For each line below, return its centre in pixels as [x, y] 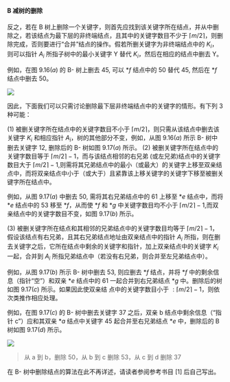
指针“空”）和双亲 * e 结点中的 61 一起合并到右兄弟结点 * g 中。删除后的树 [121, 280]
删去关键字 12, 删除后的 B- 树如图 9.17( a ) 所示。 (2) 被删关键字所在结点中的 [113, 147]
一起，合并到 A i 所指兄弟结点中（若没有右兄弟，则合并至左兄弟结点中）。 [109, 257]
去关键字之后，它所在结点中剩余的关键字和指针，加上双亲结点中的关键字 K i [113, 247]
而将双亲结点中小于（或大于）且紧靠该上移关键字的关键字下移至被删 [121, 173]
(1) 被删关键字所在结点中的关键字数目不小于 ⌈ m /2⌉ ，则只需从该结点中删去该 [113, 129]
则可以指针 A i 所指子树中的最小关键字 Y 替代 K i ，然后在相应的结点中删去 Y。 [115, 55]
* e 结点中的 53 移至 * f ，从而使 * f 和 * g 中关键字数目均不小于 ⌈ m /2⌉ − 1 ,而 [110, 205]
